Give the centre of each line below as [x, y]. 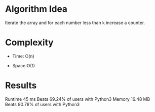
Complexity [29, 42]
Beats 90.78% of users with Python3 [42, 104]
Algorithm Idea [36, 9]
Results [21, 86]
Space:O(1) [24, 65]
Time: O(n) [23, 56]
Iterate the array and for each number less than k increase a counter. [75, 23]
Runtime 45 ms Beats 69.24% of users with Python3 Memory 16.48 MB [77, 99]
